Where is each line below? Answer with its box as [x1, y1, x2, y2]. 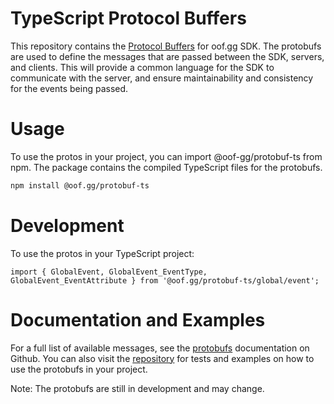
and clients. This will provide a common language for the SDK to [10, 61, 275, 73]
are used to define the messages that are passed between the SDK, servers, [10, 50, 325, 62]
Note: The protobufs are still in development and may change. [10, 382, 265, 394]
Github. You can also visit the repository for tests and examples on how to [10, 352, 315, 364]
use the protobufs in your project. [10, 363, 148, 375]
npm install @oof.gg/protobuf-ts [10, 180, 150, 191]
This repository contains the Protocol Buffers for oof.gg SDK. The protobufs [10, 40, 322, 52]
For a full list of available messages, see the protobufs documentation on [10, 342, 310, 354]
